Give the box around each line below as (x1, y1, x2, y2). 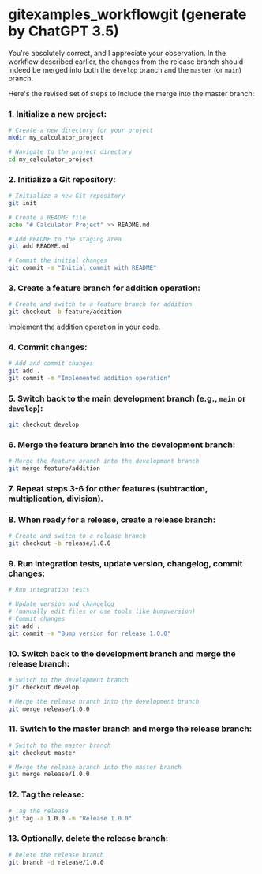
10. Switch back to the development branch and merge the (8, 648, 236, 659)
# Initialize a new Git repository (8, 192, 125, 200)
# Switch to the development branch (8, 676, 129, 684)
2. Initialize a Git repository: (8, 174, 116, 185)
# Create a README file (8, 213, 87, 222)
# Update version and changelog (8, 600, 114, 608)
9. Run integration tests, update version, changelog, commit (8, 558, 243, 570)
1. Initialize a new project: (8, 108, 107, 119)
